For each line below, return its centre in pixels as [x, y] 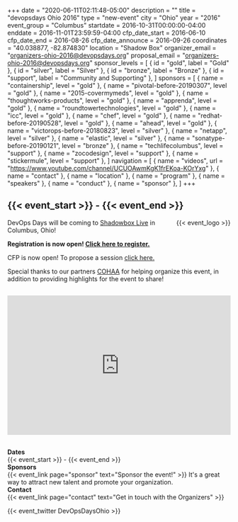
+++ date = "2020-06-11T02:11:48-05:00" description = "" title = [102, 10]
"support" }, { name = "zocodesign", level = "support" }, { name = [103, 153]
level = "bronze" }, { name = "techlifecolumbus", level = [142, 146]
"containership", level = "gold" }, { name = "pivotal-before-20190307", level [117, 85]
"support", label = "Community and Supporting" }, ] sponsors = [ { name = [116, 78]
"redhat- [210, 115]
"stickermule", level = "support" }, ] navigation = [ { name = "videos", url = [115, 161]
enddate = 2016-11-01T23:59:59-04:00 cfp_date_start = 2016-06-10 [107, 33]
